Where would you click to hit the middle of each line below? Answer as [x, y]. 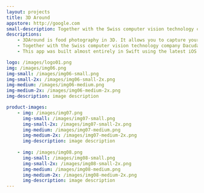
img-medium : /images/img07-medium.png [71, 130]
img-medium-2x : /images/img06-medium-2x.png [63, 91]
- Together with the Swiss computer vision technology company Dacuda [108, 46]
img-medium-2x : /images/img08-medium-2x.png [80, 175]
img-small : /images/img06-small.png [53, 73]
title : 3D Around [28, 18]
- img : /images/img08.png [50, 152]
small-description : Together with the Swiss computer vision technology [100, 29]
